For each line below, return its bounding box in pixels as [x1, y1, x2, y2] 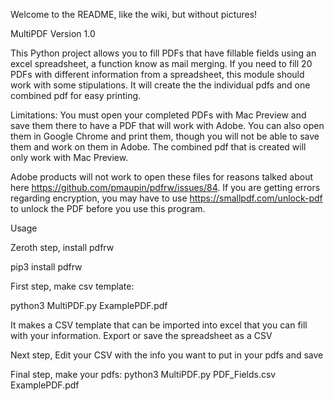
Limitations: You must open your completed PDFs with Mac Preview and [10, 109, 307, 121]
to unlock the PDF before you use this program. [10, 203, 206, 214]
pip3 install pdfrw [10, 261, 83, 273]
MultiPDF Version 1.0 [10, 28, 96, 39]
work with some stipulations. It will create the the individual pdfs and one [10, 79, 311, 91]
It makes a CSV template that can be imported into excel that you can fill [10, 319, 308, 331]
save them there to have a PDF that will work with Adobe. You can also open [10, 120, 325, 131]
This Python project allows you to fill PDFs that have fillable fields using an [10, 47, 317, 59]
